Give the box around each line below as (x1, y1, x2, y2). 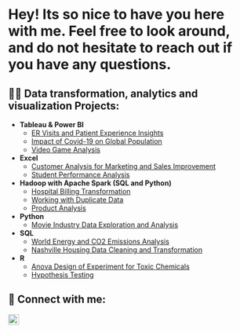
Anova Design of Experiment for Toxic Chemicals (31, 262, 190, 271)
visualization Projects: (8, 99, 120, 112)
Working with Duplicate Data (31, 195, 124, 204)
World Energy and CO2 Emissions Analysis (31, 237, 170, 246)
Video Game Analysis (31, 145, 100, 154)
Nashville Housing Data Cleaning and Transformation (31, 245, 203, 254)
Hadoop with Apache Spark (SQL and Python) (19, 178, 172, 188)
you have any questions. (8, 56, 172, 74)
